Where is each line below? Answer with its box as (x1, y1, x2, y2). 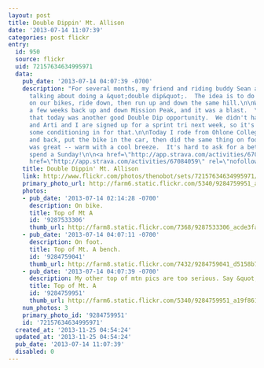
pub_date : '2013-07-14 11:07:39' (15, 340, 125, 348)
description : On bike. (28, 201, 104, 209)
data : (15, 70, 34, 78)
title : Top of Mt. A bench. (28, 245, 122, 253)
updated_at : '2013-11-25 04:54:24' (15, 333, 132, 341)
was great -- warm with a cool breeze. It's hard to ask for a (28, 143, 244, 151)
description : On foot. (28, 238, 104, 246)
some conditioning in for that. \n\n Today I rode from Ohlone (28, 128, 234, 136)
